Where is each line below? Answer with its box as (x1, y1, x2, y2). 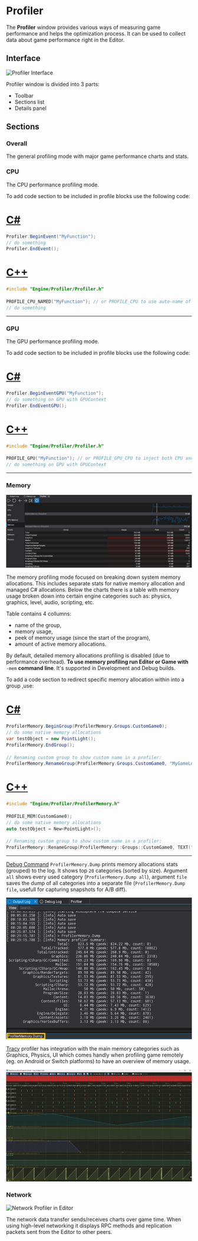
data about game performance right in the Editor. (6, 36, 125, 43)
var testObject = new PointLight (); (6, 735, 96, 741)
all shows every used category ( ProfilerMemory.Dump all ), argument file (6, 873, 187, 880)
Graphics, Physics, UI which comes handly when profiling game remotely (6, 1051, 184, 1058)
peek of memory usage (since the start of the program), (14, 634, 151, 641)
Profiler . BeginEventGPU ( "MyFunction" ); (6, 390, 104, 396)
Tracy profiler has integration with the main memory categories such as (6, 1045, 180, 1052)
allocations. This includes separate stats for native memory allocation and (6, 580, 185, 587)
